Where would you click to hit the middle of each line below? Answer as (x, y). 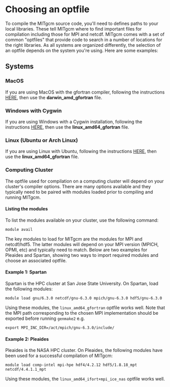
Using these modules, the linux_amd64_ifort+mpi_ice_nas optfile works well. (85, 379)
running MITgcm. (23, 197)
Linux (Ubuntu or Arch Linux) (42, 140)
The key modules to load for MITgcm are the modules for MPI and (74, 239)
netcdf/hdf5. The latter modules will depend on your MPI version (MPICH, (82, 244)
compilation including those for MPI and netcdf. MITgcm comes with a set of (85, 34)
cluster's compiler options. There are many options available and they (78, 186)
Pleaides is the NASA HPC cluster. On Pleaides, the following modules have (84, 350)
